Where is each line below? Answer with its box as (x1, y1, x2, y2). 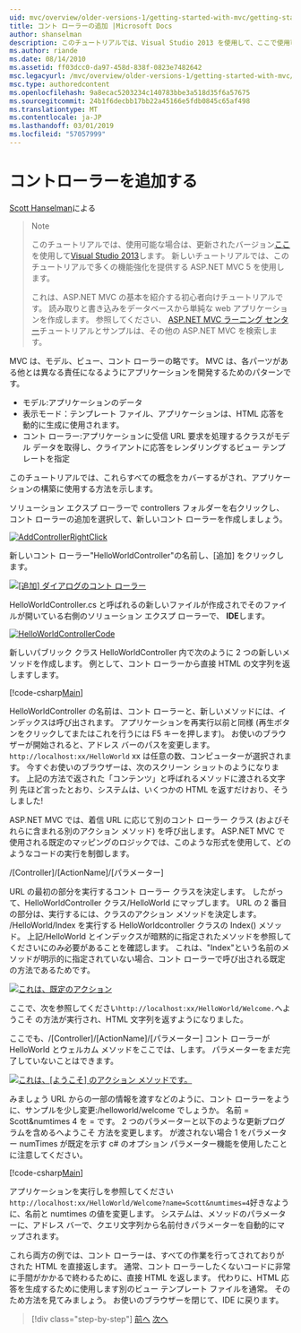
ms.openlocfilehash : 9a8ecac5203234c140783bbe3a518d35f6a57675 (9, 88, 251, 97)
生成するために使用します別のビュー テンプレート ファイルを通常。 (24, 1283, 273, 1294)
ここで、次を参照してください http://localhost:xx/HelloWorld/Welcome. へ (9, 1002, 283, 1013)
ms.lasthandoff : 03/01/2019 (9, 122, 115, 131)
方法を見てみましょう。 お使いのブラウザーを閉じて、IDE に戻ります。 (24, 1294, 284, 1305)
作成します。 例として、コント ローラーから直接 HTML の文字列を (39, 658, 283, 669)
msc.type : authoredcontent (9, 80, 110, 89)
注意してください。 (16, 1149, 88, 1160)
